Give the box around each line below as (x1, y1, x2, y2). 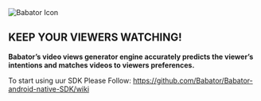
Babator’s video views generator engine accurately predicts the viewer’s (8, 52, 254, 61)
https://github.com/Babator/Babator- (132, 76, 253, 85)
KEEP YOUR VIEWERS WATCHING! (8, 31, 182, 45)
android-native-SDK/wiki (8, 84, 90, 94)
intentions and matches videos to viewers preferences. (8, 60, 195, 70)
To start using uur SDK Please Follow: (8, 76, 131, 85)
